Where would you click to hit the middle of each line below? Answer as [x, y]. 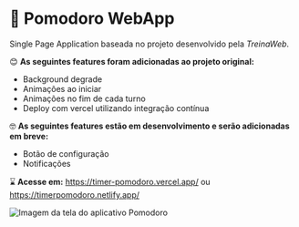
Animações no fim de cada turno [84, 98]
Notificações [46, 163]
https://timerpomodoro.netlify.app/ [74, 194]
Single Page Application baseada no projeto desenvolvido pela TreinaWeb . [149, 44]
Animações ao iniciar [62, 88]
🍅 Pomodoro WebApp [92, 19]
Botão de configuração [66, 153]
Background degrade [62, 79]
